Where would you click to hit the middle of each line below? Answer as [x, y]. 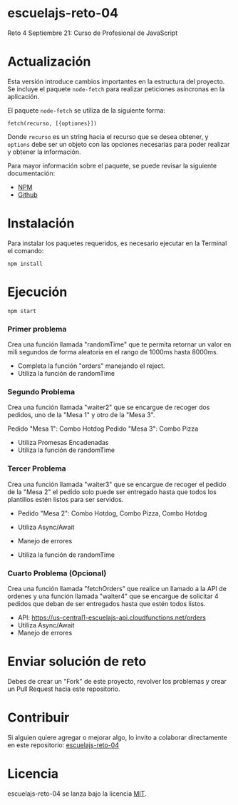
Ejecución [37, 292]
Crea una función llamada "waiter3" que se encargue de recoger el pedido [117, 484]
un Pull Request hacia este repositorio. [64, 689]
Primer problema [37, 329]
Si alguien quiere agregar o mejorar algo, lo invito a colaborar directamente [118, 737]
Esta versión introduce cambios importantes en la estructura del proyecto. [116, 81]
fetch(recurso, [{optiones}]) [52, 123]
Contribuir [38, 718]
